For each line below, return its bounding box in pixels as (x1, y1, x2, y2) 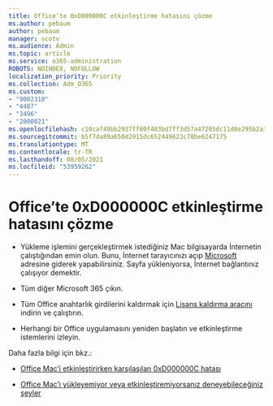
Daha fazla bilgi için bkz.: (8, 348, 93, 358)
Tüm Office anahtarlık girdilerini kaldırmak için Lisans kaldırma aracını (19, 300, 253, 309)
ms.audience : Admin (8, 42, 75, 50)
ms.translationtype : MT (8, 140, 89, 149)
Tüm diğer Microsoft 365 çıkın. (19, 283, 123, 293)
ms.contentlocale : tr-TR (8, 148, 93, 156)
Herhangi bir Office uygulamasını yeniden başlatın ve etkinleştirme (19, 324, 243, 334)
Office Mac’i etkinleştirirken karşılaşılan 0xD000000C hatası (19, 364, 222, 374)
